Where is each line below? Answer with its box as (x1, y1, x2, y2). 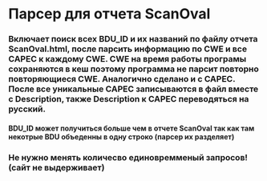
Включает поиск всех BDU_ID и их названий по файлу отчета (8, 34, 258, 45)
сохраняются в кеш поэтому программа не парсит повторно (8, 63, 259, 74)
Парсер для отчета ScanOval (8, 5, 211, 23)
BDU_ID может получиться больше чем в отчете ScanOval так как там (8, 123, 255, 133)
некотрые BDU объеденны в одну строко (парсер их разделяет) (8, 131, 235, 141)
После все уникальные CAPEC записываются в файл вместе (8, 83, 259, 95)
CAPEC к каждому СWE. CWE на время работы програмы (8, 54, 247, 65)
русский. (8, 103, 47, 115)
